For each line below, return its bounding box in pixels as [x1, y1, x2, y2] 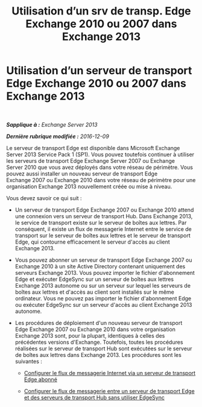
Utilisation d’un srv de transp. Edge [11, 4, 191, 18]
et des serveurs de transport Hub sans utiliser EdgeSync [24, 394, 165, 401]
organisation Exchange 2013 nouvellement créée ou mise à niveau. [6, 183, 172, 190]
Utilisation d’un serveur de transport [6, 64, 192, 78]
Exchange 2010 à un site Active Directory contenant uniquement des [14, 262, 186, 270]
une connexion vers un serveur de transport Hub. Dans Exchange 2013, [14, 212, 193, 219]
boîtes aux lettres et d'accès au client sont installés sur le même [14, 288, 175, 295]
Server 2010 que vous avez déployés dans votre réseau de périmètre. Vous [6, 163, 193, 171]
